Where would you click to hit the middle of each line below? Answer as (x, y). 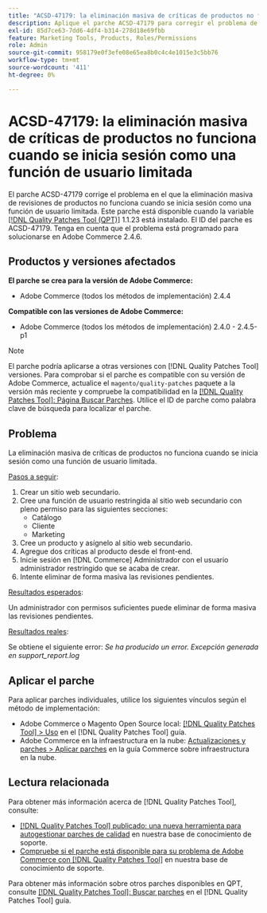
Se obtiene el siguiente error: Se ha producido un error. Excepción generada (133, 647)
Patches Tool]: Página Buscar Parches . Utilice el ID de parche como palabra (132, 400)
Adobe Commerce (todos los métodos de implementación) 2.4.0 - (128, 327)
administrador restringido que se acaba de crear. (100, 568)
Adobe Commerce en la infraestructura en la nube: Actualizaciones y (133, 741)
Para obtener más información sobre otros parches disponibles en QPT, (126, 883)
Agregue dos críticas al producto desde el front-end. (106, 551)
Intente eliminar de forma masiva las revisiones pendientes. (117, 577)
